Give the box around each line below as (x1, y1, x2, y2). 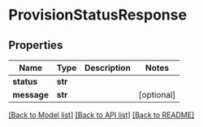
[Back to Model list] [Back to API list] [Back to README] (8, 110, 195, 120)
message (12, 90, 49, 100)
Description (84, 63, 132, 73)
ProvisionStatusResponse (8, 6, 188, 24)
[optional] (138, 90, 176, 100)
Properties (8, 38, 63, 52)
